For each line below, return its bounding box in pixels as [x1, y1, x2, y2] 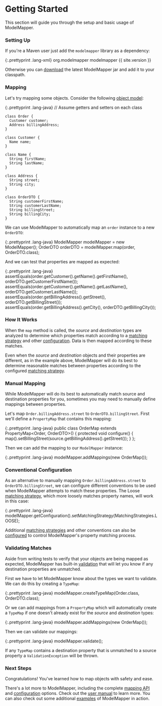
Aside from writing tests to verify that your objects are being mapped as [5, 555, 148, 562]
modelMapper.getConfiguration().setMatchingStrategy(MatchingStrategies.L [5, 513, 158, 518]
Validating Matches [5, 545, 52, 551]
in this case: [5, 498, 29, 504]
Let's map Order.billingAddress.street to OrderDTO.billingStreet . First [5, 411, 150, 416]
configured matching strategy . [5, 368, 65, 374]
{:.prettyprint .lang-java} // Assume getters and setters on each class [5, 104, 143, 110]
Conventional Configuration [5, 466, 72, 473]
